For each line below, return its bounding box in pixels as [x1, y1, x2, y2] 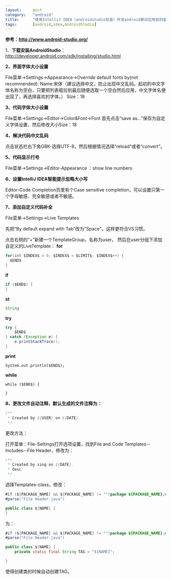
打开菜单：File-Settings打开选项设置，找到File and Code [5, 441, 124, 447]
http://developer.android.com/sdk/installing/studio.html [5, 53, 121, 59]
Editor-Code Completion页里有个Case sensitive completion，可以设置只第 [5, 187, 160, 193]
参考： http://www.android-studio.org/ [5, 36, 88, 42]
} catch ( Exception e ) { [5, 334, 58, 340]
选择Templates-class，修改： [5, 481, 67, 488]
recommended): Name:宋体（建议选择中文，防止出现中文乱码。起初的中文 [5, 81, 161, 87]
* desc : [7, 467, 24, 472]
